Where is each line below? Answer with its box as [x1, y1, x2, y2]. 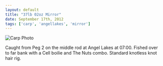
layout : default [5, 7, 39, 12]
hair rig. [5, 55, 21, 61]
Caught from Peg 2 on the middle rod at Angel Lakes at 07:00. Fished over [5, 44, 158, 50]
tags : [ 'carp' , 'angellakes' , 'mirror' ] [5, 21, 91, 26]
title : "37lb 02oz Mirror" [5, 12, 61, 17]
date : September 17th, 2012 [5, 16, 64, 21]
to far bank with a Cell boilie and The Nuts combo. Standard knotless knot [5, 50, 157, 56]
